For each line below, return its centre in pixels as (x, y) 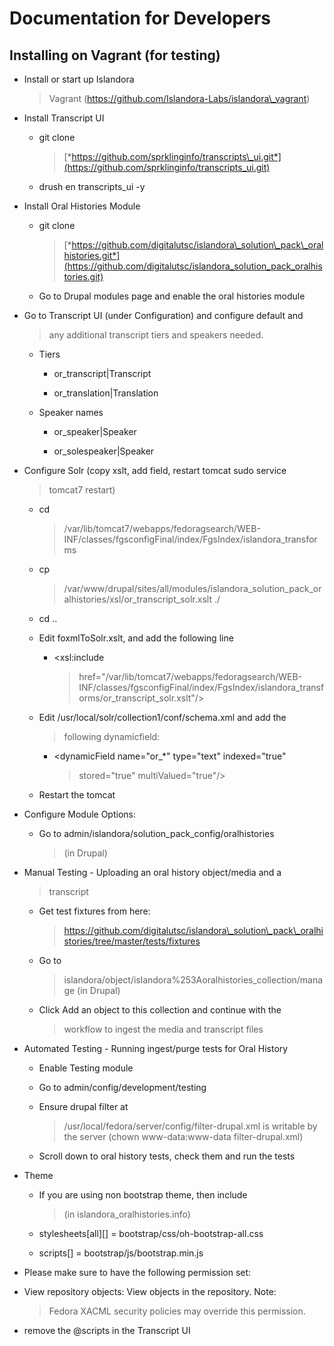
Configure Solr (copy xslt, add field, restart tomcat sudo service (155, 470)
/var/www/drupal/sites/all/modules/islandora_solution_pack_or (192, 588)
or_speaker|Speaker (95, 431)
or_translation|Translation (106, 393)
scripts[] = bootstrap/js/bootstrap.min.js (121, 1253)
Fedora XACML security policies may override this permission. (177, 1311)
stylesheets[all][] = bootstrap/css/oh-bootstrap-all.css (151, 1233)
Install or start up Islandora (79, 79)
